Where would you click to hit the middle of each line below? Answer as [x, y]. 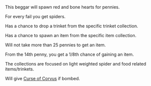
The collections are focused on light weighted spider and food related [76, 64]
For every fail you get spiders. [35, 16]
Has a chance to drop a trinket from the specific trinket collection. [72, 26]
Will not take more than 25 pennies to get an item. [56, 45]
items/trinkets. [20, 69]
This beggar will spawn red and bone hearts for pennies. [62, 7]
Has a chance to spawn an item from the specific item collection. [71, 35]
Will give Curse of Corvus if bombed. [43, 78]
